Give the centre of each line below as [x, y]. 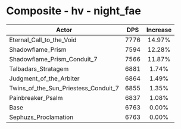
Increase [159, 30]
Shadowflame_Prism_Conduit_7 [54, 59]
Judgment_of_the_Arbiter [44, 78]
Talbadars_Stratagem [39, 68]
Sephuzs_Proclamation [41, 117]
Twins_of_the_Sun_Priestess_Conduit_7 [64, 88]
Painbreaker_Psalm [36, 97]
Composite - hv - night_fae [74, 11]
